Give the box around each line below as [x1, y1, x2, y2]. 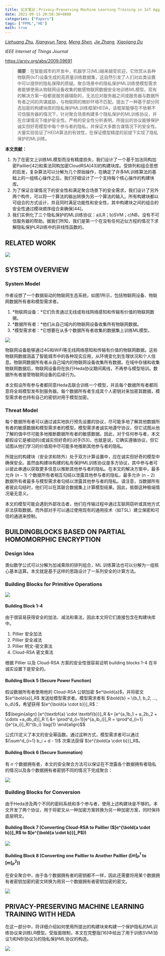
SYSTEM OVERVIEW [5, 266, 69, 274]
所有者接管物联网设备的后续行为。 [9, 372, 79, 377]
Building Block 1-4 [5, 603, 43, 608]
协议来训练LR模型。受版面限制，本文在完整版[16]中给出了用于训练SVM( [9, 929, 154, 935]
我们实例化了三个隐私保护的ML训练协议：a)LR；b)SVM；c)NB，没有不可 [12, 212, 160, 218]
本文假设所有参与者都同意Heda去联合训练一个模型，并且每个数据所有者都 [5, 382, 154, 388]
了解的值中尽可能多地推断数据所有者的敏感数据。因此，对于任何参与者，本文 [5, 431, 160, 436]
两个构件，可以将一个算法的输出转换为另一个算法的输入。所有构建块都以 [12, 194, 159, 200]
